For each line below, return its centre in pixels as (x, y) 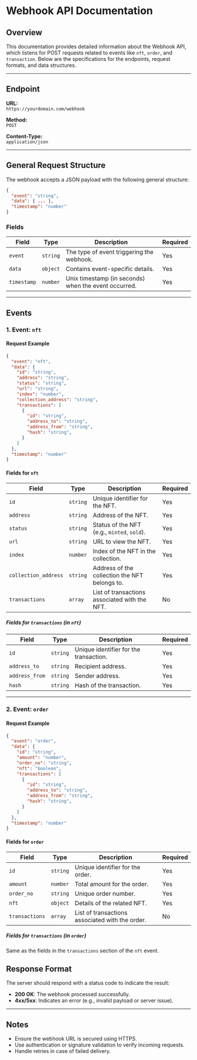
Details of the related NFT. (111, 903)
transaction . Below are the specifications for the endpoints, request (88, 59)
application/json (27, 142)
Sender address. (97, 676)
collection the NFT (118, 575)
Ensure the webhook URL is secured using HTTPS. (76, 1039)
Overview (24, 33)
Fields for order (25, 841)
